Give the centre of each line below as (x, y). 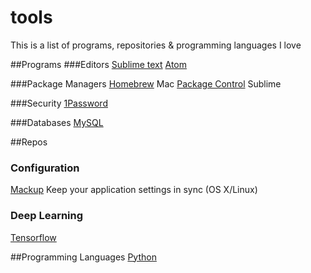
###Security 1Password (59, 103)
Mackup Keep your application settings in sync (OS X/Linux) (134, 190)
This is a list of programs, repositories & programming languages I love (156, 45)
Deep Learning (47, 216)
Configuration (45, 168)
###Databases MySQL (57, 122)
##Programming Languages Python (83, 257)
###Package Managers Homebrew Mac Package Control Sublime (146, 83)
